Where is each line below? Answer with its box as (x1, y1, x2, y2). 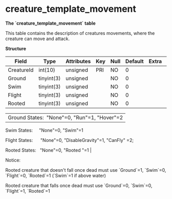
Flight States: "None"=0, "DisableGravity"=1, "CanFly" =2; (5, 137, 134, 143)
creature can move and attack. (5, 35, 70, 42)
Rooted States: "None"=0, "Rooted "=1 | (5, 147, 92, 153)
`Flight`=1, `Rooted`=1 (5, 188, 50, 194)
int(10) (38, 66, 55, 74)
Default (125, 58, 144, 65)
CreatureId (8, 66, 34, 74)
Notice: (5, 157, 21, 163)
